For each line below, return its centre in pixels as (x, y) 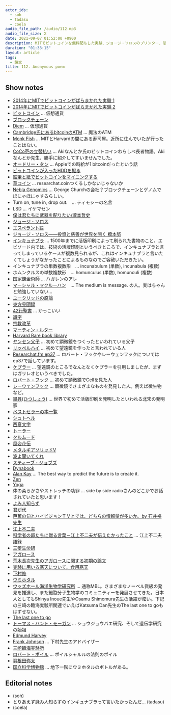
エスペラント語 (28, 228)
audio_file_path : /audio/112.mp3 (41, 29)
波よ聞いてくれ (28, 456)
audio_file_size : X (26, 34)
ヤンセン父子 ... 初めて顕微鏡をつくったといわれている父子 (74, 341)
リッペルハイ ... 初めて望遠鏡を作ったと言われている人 (69, 348)
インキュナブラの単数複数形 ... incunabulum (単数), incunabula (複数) (86, 266)
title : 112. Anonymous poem (35, 67)
